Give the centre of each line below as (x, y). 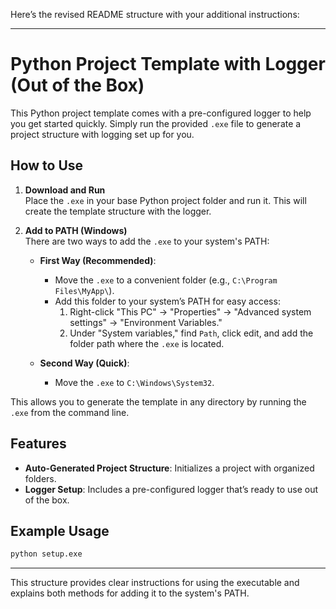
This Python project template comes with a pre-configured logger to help (161, 113)
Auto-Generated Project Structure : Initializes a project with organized (169, 468)
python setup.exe (46, 554)
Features (38, 444)
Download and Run (65, 190)
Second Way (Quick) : (84, 363)
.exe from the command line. (70, 412)
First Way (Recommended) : (98, 260)
